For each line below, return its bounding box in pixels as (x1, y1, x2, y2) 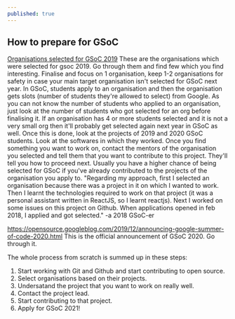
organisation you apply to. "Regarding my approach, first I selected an (7, 174, 210, 182)
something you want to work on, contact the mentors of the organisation (7, 144, 217, 153)
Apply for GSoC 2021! (17, 304, 81, 313)
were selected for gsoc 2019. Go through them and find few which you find (7, 62, 224, 71)
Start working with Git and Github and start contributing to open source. (17, 267, 225, 276)
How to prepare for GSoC (7, 36, 119, 48)
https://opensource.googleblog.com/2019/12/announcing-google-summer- (7, 225, 224, 233)
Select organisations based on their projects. (17, 274, 147, 283)
